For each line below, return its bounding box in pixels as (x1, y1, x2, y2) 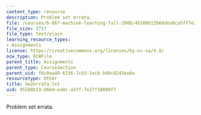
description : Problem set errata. (6, 14, 93, 20)
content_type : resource (6, 8, 66, 15)
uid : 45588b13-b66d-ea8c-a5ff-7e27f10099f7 (6, 87, 117, 93)
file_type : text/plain (6, 31, 63, 37)
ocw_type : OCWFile (6, 53, 52, 59)
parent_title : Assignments (6, 59, 74, 65)
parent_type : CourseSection (6, 64, 77, 71)
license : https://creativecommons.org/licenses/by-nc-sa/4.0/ (6, 48, 165, 54)
